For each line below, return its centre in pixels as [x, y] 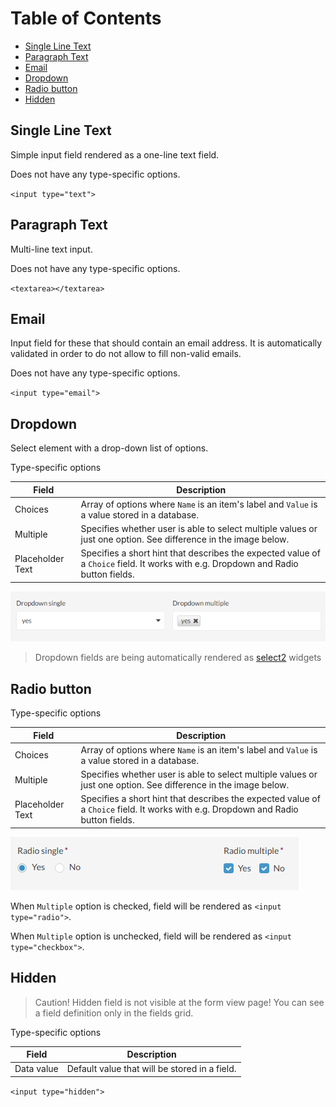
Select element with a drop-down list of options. [109, 448]
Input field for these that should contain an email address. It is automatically [166, 343]
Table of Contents [86, 18]
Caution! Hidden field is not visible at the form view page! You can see [179, 1002]
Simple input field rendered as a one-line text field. [115, 154]
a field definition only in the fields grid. [114, 1013]
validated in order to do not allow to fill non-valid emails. [126, 354]
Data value [36, 1069]
